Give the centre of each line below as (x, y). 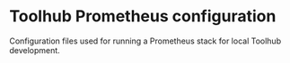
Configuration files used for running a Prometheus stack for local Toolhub (145, 41)
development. (35, 50)
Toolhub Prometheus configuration (143, 16)
